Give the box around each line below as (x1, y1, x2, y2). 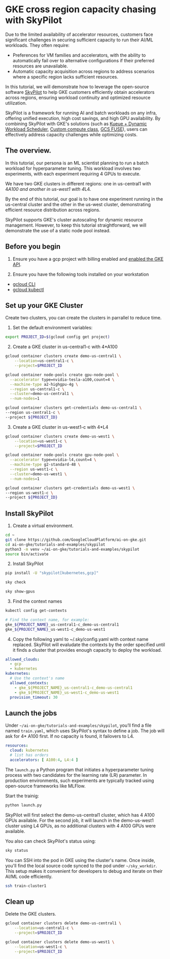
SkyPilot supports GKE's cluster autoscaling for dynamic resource (5, 216, 143, 223)
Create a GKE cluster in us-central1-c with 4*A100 (12, 343, 118, 350)
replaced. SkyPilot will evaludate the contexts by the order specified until (12, 642, 165, 648)
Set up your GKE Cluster (5, 301, 84, 310)
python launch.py (5, 802, 42, 807)
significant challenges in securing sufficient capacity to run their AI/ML (5, 37, 153, 43)
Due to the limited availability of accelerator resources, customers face (5, 31, 153, 37)
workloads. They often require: (5, 42, 70, 48)
